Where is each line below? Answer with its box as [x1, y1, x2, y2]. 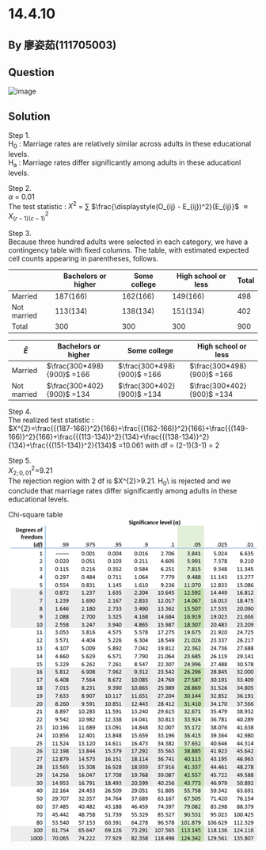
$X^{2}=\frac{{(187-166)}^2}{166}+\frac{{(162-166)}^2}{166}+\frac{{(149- [8, 424, 249, 433]
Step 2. [8, 183, 32, 192]
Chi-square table [8, 510, 63, 520]
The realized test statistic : [8, 415, 95, 425]
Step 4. [8, 407, 32, 417]
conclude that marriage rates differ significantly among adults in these [8, 486, 237, 496]
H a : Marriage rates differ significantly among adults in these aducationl [8, 158, 241, 169]
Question [8, 65, 55, 79]
